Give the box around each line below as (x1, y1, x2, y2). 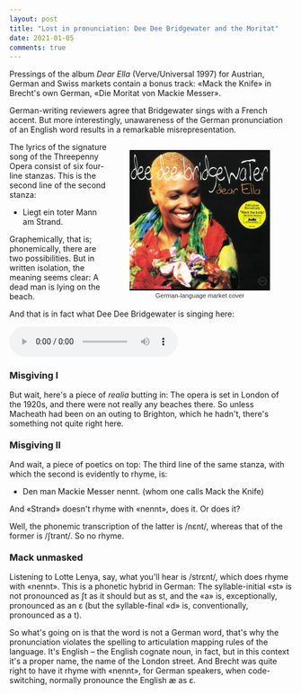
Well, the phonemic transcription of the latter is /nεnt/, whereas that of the (9, 521, 283, 532)
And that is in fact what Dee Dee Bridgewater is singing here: (9, 308, 235, 319)
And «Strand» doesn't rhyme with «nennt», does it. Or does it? (9, 503, 241, 514)
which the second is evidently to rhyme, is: (9, 468, 168, 480)
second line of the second (9, 180, 106, 191)
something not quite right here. (9, 418, 124, 429)
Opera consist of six (9, 161, 84, 172)
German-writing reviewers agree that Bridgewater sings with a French (9, 105, 268, 116)
